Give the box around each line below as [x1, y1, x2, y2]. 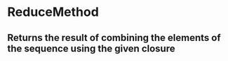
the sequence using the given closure [7, 42, 175, 54]
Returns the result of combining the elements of [7, 32, 221, 44]
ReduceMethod [7, 4, 100, 20]
